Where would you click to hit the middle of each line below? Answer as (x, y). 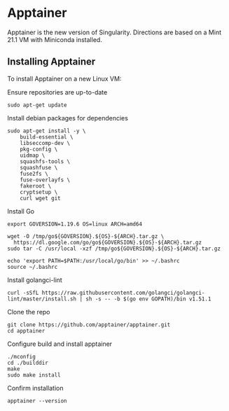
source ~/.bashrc (33, 267)
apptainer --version (37, 400)
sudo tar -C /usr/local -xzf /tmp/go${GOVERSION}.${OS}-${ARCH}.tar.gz (114, 249)
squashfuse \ (39, 167)
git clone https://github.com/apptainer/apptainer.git (89, 325)
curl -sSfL (23, 293)
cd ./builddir (28, 363)
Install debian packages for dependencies (68, 118)
